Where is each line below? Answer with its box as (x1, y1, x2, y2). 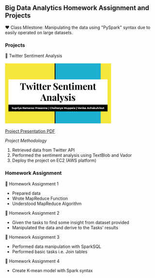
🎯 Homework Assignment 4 (5, 258, 60, 264)
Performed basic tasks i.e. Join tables (12, 248, 88, 255)
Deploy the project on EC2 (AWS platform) (12, 158, 97, 164)
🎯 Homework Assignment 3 (5, 234, 60, 240)
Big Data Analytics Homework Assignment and (5, 4, 149, 12)
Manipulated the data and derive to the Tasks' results (12, 224, 119, 230)
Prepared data (12, 190, 41, 196)
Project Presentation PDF (5, 129, 55, 134)
